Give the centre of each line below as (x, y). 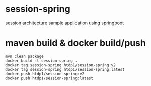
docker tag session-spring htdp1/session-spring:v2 (60, 65)
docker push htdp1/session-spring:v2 (45, 74)
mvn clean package (24, 56)
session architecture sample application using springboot (65, 23)
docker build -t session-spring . (42, 61)
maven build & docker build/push (75, 43)
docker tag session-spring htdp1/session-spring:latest (65, 69)
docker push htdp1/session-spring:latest (49, 78)
